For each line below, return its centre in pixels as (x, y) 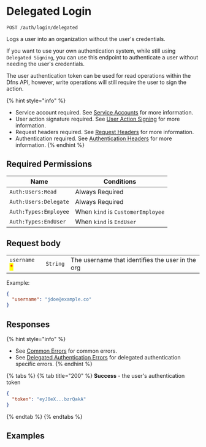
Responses (28, 324)
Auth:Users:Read (33, 192)
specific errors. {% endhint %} (54, 364)
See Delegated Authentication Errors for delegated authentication (98, 357)
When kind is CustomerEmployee (120, 211)
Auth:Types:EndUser (38, 221)
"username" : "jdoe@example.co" (52, 299)
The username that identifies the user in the (133, 260)
